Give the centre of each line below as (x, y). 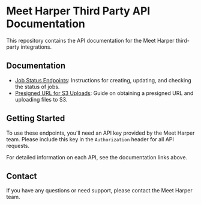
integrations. (36, 47)
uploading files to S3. (41, 99)
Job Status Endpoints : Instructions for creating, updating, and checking (103, 80)
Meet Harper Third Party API (78, 11)
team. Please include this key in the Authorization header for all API (90, 139)
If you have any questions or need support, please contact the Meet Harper (100, 191)
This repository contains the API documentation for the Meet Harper (91, 40)
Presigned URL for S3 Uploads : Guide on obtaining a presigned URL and (104, 93)
